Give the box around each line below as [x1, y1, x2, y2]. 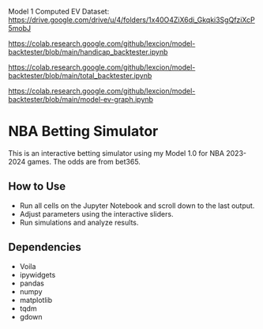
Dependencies [8, 240, 81, 254]
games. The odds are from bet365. [27, 157, 141, 166]
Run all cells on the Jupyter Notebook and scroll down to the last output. [19, 201, 255, 210]
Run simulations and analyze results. [19, 217, 139, 227]
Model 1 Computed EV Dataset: [8, 7, 110, 16]
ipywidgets [19, 270, 56, 279]
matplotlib [19, 295, 53, 304]
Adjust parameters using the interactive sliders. [19, 209, 174, 218]
